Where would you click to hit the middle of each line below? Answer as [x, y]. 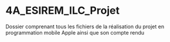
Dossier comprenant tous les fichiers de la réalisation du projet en [85, 26]
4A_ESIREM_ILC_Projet [62, 11]
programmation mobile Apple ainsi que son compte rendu [75, 32]
